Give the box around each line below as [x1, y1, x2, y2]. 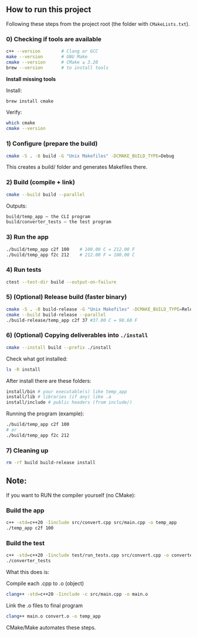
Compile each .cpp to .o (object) [6, 579, 84, 587]
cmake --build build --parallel [6, 191, 85, 198]
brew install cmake [6, 98, 54, 104]
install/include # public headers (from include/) [6, 399, 133, 405]
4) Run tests [6, 266, 42, 274]
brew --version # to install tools [6, 65, 109, 71]
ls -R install [6, 366, 41, 372]
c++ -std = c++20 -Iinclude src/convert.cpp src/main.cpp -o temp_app [6, 520, 177, 526]
